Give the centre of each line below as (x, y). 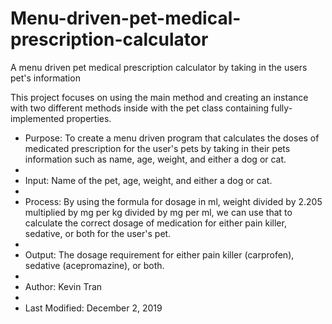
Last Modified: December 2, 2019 (93, 308)
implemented (37, 118)
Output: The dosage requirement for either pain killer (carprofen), (159, 254)
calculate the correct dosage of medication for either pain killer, (155, 223)
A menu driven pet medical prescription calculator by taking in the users (159, 67)
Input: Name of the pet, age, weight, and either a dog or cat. (148, 180)
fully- (282, 108)
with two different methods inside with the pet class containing (140, 108)
